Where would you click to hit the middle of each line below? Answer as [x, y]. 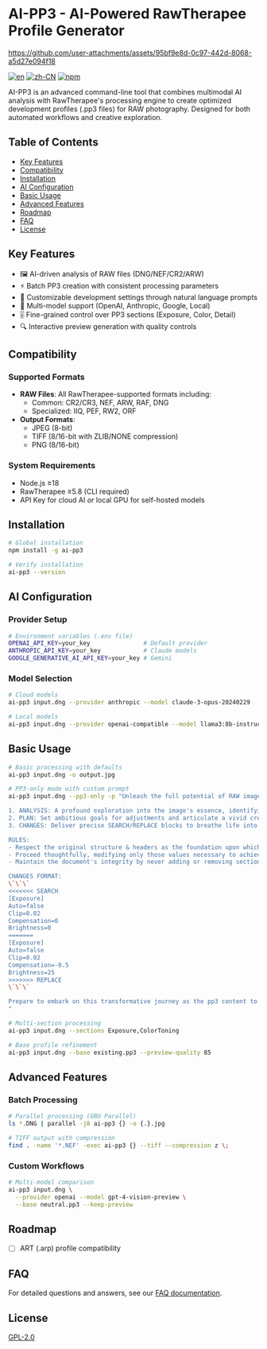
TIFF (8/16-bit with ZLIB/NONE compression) [105, 436]
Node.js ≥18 [39, 483]
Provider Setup [38, 619]
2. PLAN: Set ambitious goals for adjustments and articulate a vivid [128, 818]
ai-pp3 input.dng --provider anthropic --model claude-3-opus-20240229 [129, 703]
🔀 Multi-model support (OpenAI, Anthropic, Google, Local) [115, 305]
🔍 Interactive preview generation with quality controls [108, 326]
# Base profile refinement [53, 1045]
